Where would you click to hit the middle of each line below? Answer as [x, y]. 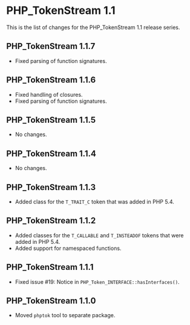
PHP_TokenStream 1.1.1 [50, 267]
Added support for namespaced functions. [68, 248]
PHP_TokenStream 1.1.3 [51, 187]
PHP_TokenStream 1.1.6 [51, 80]
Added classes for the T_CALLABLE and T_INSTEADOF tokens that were [99, 235]
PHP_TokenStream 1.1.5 [51, 120]
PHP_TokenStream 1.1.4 [51, 153]
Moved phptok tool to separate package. [65, 315]
